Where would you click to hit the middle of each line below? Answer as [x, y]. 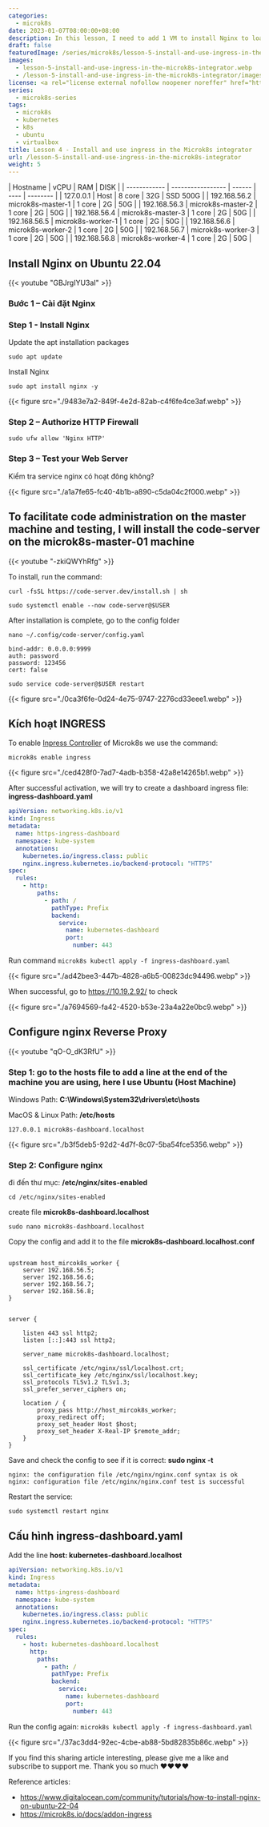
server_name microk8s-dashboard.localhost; [96, 1354]
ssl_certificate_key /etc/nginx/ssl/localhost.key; [110, 1376]
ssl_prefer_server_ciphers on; [75, 1389]
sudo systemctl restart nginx [59, 1512]
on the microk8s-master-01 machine [101, 542]
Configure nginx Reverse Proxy [88, 1032]
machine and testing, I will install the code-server [134, 529]
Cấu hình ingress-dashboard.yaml [96, 1536]
